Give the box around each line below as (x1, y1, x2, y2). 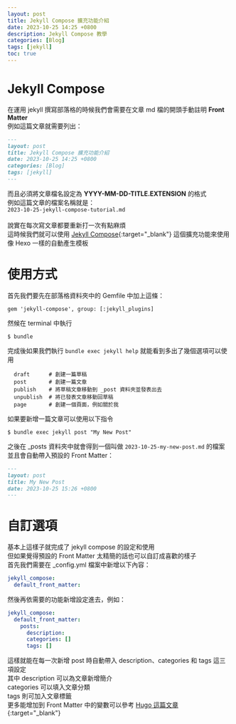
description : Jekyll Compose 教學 (7, 30, 108, 38)
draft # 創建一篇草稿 (14, 371, 87, 378)
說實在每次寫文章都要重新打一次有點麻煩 (7, 221, 126, 229)
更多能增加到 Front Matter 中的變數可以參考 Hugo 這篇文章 (7, 701, 179, 709)
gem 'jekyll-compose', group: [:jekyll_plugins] (7, 305, 154, 313)
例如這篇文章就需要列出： (7, 122, 82, 130)
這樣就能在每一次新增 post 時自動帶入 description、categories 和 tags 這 (7, 656, 220, 665)
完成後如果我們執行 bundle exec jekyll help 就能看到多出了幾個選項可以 (7, 346, 222, 355)
